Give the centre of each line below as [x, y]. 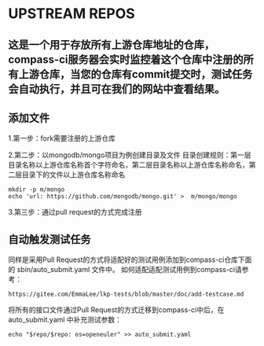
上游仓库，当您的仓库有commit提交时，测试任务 [136, 74]
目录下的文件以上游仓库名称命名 [73, 175]
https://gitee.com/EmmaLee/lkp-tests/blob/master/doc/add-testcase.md [126, 294]
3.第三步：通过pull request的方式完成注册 [75, 212]
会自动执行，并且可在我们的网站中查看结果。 [117, 88]
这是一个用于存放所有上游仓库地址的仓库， [111, 44]
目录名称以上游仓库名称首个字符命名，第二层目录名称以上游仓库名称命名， [128, 165]
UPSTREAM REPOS [71, 14]
